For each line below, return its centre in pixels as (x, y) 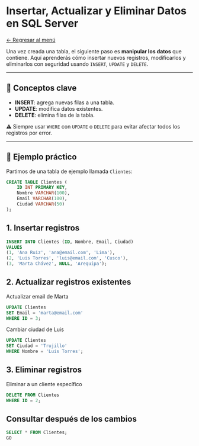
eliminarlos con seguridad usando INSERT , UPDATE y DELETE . (77, 64)
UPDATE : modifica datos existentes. (59, 108)
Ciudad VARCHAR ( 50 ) (41, 204)
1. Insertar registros (43, 228)
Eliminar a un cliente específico (44, 384)
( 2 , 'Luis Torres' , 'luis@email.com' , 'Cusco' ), (67, 258)
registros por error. (29, 133)
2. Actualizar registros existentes (69, 282)
